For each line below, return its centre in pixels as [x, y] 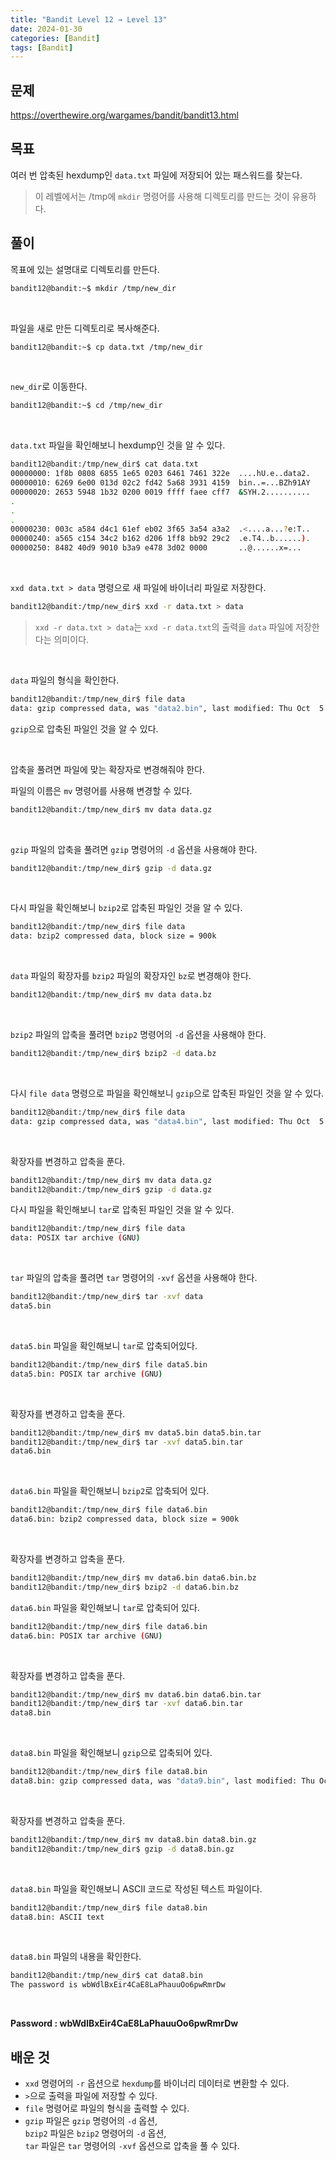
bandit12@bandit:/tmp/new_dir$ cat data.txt [104, 464]
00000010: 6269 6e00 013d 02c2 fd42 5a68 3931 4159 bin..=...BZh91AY [160, 483]
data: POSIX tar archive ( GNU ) [75, 1238]
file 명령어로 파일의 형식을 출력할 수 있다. [107, 2108]
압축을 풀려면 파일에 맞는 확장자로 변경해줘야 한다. [108, 769]
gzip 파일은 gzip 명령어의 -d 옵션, [91, 2120]
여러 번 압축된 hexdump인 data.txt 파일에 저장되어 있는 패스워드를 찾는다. [156, 175]
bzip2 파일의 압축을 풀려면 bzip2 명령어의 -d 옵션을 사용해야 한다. [138, 1035]
